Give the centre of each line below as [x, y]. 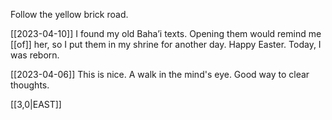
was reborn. [35, 55]
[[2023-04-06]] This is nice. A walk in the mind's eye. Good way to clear [160, 74]
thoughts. [30, 85]
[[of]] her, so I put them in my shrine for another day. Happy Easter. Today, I [166, 44]
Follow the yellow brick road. [69, 14]
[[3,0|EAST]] [36, 104]
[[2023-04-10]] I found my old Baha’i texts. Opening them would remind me [166, 33]
